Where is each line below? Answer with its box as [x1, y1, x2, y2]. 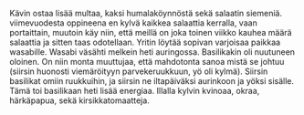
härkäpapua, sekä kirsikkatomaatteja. [9, 95, 151, 106]
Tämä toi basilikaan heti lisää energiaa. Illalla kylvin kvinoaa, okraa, [9, 86, 260, 96]
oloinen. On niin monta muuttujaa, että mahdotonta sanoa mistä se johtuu [9, 57, 285, 67]
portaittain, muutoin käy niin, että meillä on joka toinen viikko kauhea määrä [9, 27, 292, 37]
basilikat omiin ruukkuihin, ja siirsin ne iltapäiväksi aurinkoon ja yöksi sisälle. [9, 76, 295, 86]
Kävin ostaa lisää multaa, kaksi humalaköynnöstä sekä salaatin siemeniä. [9, 8, 283, 18]
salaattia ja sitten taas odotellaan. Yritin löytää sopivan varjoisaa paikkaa [9, 37, 281, 47]
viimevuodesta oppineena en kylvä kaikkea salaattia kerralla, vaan [9, 17, 257, 28]
